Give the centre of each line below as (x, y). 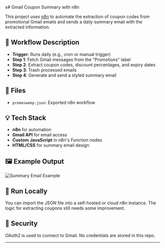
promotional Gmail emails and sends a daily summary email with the (74, 22)
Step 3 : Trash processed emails (44, 70)
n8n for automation (32, 130)
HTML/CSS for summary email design (51, 145)
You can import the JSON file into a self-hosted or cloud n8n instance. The (81, 203)
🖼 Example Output (35, 161)
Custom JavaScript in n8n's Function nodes (57, 140)
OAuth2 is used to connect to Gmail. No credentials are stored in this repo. (80, 235)
